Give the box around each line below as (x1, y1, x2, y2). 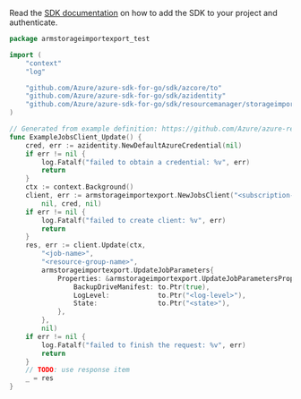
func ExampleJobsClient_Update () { (9, 132, 142, 141)
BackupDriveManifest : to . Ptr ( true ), (73, 282, 211, 292)
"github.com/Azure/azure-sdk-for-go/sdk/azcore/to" (25, 83, 222, 92)
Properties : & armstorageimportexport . (56, 274, 202, 283)
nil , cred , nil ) (41, 199, 102, 208)
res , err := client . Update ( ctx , (25, 241, 146, 250)
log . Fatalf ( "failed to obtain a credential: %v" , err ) (41, 157, 251, 166)
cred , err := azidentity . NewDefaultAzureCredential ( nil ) (25, 140, 243, 150)
